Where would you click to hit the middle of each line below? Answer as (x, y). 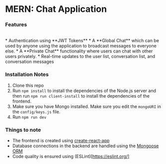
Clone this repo (28, 85)
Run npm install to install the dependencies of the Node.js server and (84, 91)
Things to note (23, 130)
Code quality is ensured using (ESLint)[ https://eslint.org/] (71, 157)
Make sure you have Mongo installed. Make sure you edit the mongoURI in (87, 106)
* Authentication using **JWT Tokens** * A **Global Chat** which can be (82, 41)
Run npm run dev (29, 117)
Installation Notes (27, 74)
